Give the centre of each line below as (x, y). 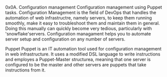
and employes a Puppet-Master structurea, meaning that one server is (78, 59)
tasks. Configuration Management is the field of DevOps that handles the (81, 12)
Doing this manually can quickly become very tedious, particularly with (79, 28)
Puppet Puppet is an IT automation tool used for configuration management (83, 49)
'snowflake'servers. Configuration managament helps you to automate (78, 34)
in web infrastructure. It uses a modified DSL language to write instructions (83, 54)
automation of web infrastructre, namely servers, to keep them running (79, 18)
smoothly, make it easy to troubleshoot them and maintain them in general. (82, 23)
